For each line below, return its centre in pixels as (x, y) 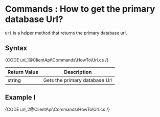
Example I (20, 98)
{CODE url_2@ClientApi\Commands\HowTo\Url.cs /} (57, 109)
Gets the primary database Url (78, 80)
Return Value (23, 72)
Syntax (16, 48)
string (14, 80)
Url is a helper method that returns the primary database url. (66, 33)
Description (78, 72)
